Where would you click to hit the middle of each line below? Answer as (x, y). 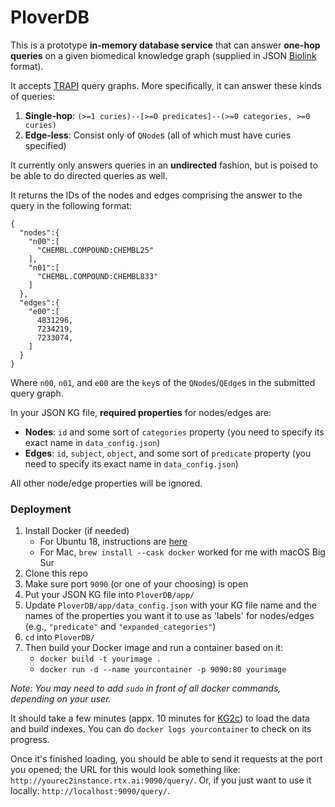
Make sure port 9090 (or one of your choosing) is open (136, 584)
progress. (30, 740)
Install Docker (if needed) (77, 531)
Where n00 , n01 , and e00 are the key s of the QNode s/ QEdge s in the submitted (163, 382)
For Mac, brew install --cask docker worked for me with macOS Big (182, 552)
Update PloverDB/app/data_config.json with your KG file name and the (170, 605)
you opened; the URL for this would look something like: (125, 770)
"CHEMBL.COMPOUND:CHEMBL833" (97, 276)
